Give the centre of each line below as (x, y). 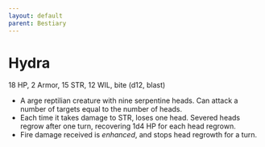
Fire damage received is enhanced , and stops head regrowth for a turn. (139, 135)
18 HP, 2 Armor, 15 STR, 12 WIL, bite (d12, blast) (87, 85)
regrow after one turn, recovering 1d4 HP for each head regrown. (128, 126)
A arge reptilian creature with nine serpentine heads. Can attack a (129, 100)
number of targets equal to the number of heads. (101, 109)
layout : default (35, 16)
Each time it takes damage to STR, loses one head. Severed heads (130, 118)
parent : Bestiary (37, 23)
